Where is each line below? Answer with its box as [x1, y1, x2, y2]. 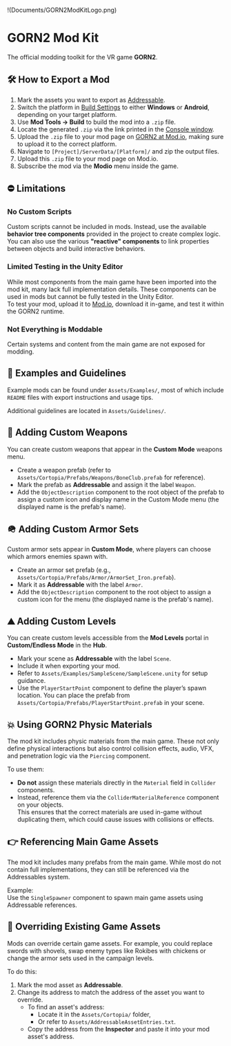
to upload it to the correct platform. [17, 140, 117, 148]
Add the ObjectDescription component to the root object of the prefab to [17, 488, 225, 496]
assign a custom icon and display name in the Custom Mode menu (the [17, 495, 219, 504]
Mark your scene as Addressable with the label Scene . [17, 654, 171, 663]
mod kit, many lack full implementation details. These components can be [7, 285, 217, 293]
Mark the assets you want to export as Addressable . [17, 95, 165, 104]
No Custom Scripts [7, 207, 72, 217]
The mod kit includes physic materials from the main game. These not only [7, 737, 219, 746]
